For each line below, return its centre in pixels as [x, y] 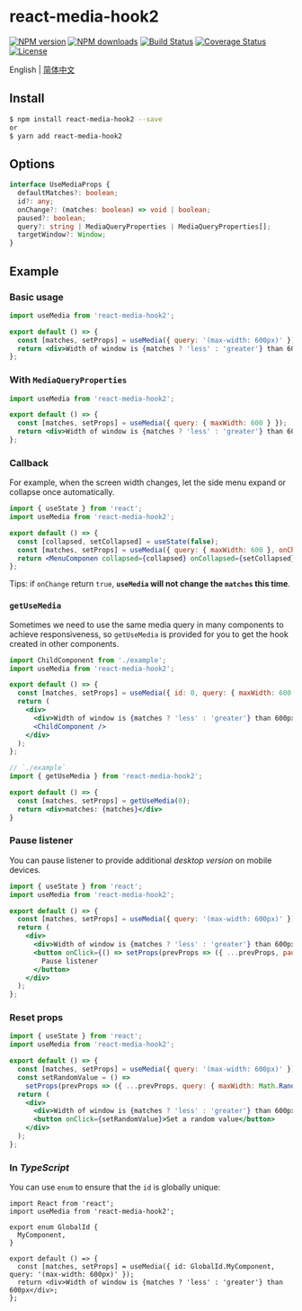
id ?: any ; [36, 201]
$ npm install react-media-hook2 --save [86, 119]
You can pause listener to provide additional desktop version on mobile [141, 860]
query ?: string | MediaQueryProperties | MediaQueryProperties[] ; [144, 227]
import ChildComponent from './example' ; [88, 660]
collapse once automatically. [62, 492]
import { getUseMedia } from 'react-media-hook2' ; [106, 777]
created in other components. [64, 643]
